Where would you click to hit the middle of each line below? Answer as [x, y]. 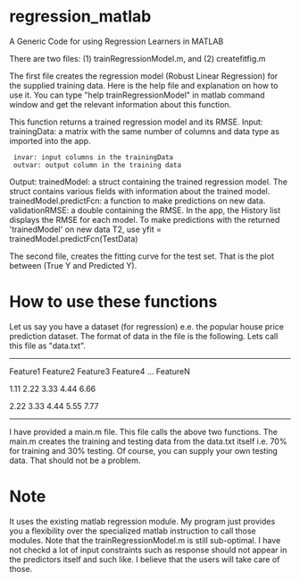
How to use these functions [113, 302]
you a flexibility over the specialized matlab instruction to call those [133, 531]
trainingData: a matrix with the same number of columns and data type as [144, 131]
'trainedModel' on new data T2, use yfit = [86, 229]
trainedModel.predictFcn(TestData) [74, 238]
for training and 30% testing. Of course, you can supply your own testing [144, 450]
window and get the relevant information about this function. [121, 104]
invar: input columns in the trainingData [93, 157]
